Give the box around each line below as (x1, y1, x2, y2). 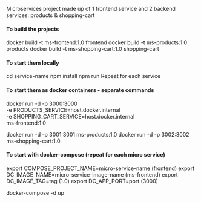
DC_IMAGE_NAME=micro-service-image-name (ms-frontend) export (6, 171, 179, 178)
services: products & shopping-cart (6, 11, 95, 19)
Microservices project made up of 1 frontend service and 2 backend (6, 5, 176, 12)
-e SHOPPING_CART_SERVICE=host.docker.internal (6, 112, 135, 120)
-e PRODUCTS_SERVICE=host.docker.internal (6, 106, 120, 114)
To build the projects (6, 25, 59, 33)
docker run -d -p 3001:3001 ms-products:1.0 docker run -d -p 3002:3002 (6, 131, 189, 138)
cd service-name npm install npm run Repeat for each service (6, 73, 161, 80)
